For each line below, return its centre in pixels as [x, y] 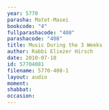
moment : [18, 83]
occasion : [21, 96]
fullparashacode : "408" [41, 32]
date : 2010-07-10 [32, 58]
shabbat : [20, 90]
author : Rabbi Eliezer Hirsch [50, 52]
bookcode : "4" [27, 26]
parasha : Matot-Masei [38, 20]
